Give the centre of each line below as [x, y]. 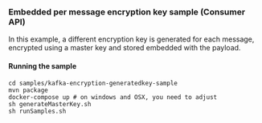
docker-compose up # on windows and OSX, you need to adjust [113, 97]
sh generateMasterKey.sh [50, 104]
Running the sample [43, 65]
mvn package [28, 90]
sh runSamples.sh [37, 111]
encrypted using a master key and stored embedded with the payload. [125, 48]
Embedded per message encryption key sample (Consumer [127, 12]
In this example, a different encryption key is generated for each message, [131, 39]
